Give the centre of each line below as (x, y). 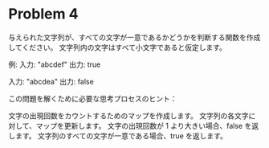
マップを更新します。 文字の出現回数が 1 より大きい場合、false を (144, 125)
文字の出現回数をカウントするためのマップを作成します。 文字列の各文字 (128, 115)
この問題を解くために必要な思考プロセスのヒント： (93, 98)
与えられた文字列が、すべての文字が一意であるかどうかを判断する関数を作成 (134, 37)
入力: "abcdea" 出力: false (51, 81)
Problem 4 (43, 14)
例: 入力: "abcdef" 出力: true (55, 64)
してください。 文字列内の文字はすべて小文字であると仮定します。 (118, 47)
